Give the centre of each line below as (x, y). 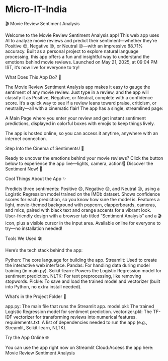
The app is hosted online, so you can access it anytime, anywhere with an (82, 133)
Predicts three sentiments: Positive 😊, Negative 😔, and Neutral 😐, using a (82, 189)
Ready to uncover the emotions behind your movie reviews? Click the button (84, 158)
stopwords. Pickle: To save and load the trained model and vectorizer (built (83, 281)
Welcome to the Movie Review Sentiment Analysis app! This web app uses (82, 35)
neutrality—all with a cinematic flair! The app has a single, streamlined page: (84, 108)
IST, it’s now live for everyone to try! (42, 67)
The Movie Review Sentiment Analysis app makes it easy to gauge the (78, 87)
